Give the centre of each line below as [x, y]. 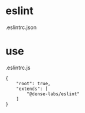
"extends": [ [32, 89]
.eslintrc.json [21, 27]
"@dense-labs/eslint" [53, 94]
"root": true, [33, 83]
